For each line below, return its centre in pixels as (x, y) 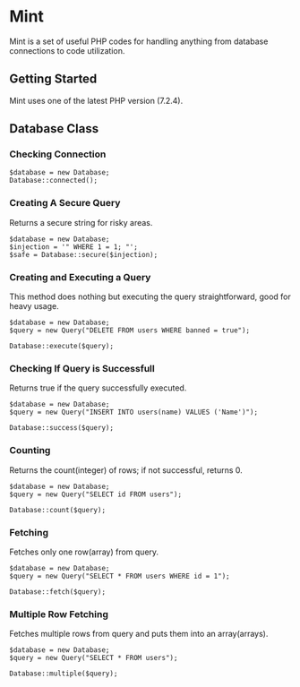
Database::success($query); (62, 428)
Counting (30, 451)
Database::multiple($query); (64, 674)
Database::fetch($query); (57, 592)
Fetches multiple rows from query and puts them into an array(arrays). (139, 634)
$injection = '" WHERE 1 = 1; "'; (74, 247)
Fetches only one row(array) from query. (84, 552)
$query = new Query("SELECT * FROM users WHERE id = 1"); (120, 576)
